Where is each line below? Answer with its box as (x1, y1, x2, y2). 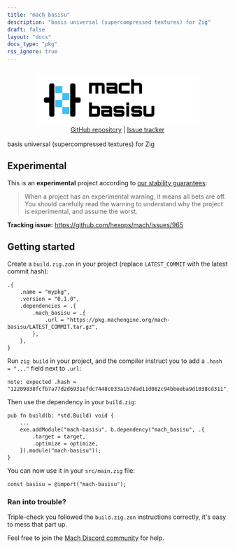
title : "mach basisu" (7, 11, 71, 18)
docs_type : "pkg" (7, 41, 58, 48)
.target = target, (32, 433, 86, 440)
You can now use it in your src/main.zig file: (7, 466, 135, 475)
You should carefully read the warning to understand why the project (24, 199, 223, 208)
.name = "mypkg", (20, 288, 71, 295)
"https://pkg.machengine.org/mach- (66, 316, 171, 323)
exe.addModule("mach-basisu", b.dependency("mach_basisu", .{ (20, 426, 205, 433)
